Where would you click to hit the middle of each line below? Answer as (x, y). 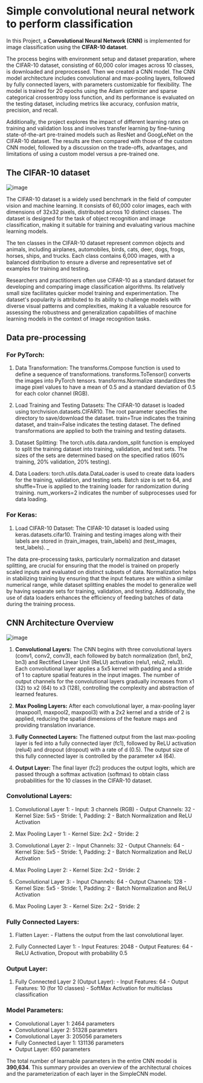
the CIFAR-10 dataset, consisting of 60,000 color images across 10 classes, (100, 65)
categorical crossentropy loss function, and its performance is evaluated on (101, 97)
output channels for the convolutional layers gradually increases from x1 (105, 681)
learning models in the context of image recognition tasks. (79, 319)
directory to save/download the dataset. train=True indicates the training (105, 418)
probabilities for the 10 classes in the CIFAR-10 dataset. (84, 781)
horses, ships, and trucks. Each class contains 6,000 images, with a (91, 255)
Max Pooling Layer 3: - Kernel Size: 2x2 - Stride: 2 (77, 906)
